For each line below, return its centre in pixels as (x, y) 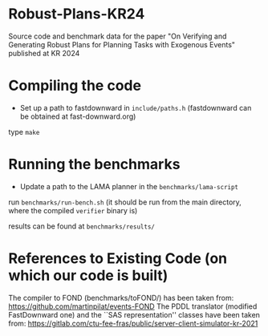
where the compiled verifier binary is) (73, 210)
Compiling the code (75, 86)
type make (24, 132)
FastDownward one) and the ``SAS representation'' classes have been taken (134, 314)
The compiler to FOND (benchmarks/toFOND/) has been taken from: (121, 298)
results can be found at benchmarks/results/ (81, 226)
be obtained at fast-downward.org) (78, 116)
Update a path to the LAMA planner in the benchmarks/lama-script (129, 186)
